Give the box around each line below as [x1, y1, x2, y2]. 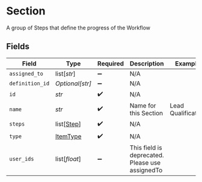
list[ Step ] [55, 120, 81, 129]
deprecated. [129, 151, 164, 159]
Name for [129, 101, 156, 109]
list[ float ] [55, 154, 81, 163]
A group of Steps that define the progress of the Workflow [6, 24, 151, 31]
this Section [129, 109, 164, 117]
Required [97, 59, 124, 67]
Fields [6, 41, 30, 52]
